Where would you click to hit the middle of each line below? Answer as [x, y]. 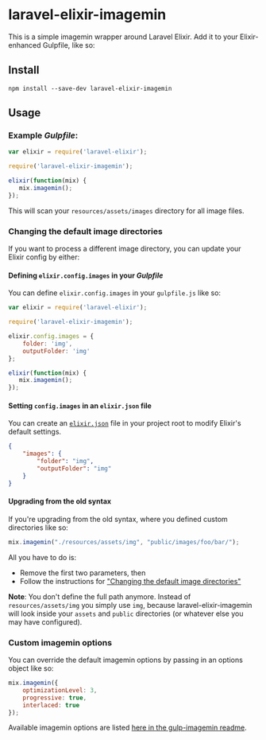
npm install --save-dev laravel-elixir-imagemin [90, 88]
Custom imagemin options [60, 642]
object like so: [31, 668]
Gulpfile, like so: [69, 45]
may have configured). [45, 621]
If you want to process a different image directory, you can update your [125, 249]
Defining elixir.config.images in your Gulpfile [86, 275]
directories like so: [39, 528]
